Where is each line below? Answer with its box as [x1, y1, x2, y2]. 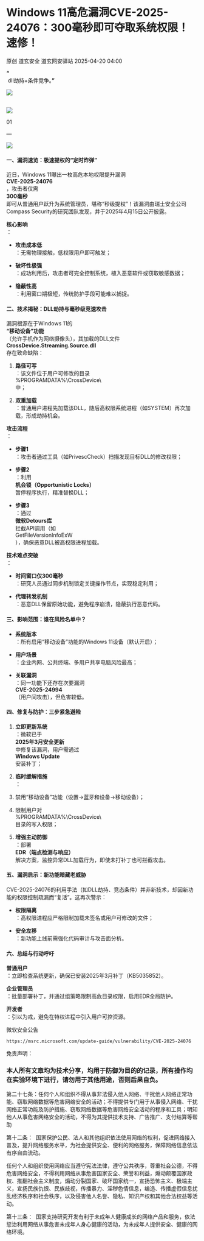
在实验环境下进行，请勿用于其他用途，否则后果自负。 [6, 1076, 162, 1084]
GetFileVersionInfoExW [15, 531, 73, 539]
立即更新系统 [15, 723, 47, 730]
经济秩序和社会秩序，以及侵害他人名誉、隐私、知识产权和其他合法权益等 [11, 1192, 192, 1200]
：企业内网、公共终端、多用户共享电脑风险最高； [15, 659, 138, 666]
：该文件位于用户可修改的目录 [15, 370, 90, 377]
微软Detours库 [15, 517, 53, 525]
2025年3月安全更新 [15, 738, 65, 745]
